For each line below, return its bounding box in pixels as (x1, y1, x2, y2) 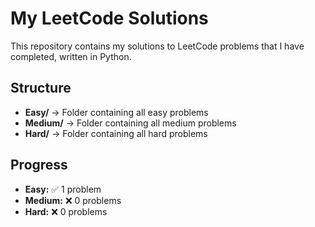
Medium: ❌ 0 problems (24, 194, 122, 206)
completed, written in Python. (10, 50, 132, 62)
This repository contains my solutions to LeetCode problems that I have (10, 40, 305, 52)
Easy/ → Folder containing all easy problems (24, 106, 209, 118)
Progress (10, 157, 68, 174)
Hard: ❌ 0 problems (24, 205, 108, 217)
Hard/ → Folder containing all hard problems (24, 127, 208, 139)
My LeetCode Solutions (10, 7, 209, 30)
